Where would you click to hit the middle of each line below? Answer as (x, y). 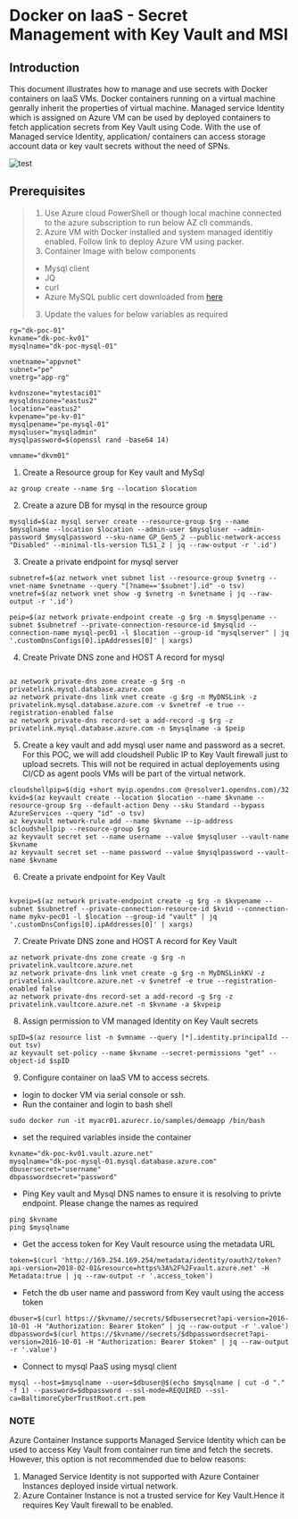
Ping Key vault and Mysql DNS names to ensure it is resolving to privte (152, 1194)
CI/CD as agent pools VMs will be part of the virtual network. (134, 773)
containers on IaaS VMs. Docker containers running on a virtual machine (142, 98)
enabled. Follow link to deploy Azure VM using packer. (144, 241)
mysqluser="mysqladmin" (54, 432)
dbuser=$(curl (36, 1318)
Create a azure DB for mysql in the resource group (115, 505)
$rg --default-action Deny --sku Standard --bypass (167, 806)
